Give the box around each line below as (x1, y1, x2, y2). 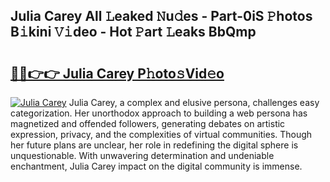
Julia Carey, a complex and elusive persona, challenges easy (68, 97, 320, 108)
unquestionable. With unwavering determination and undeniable (10, 150, 275, 161)
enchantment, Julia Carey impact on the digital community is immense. (10, 160, 303, 172)
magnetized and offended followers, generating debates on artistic (10, 118, 286, 129)
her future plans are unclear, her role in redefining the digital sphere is (10, 139, 299, 151)
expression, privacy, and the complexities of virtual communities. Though (10, 129, 313, 140)
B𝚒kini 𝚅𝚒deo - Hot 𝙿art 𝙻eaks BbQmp (10, 24, 257, 41)
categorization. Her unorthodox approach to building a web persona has (10, 107, 308, 119)
